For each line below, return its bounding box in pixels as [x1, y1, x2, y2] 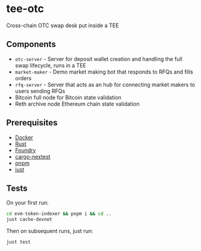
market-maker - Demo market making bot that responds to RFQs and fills [14, 68, 194, 75]
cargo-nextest [14, 153, 51, 160]
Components [6, 39, 56, 49]
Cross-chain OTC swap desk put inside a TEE [6, 22, 119, 29]
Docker [14, 133, 34, 141]
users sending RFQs [14, 87, 66, 95]
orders [14, 74, 32, 81]
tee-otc [6, 2, 45, 16]
